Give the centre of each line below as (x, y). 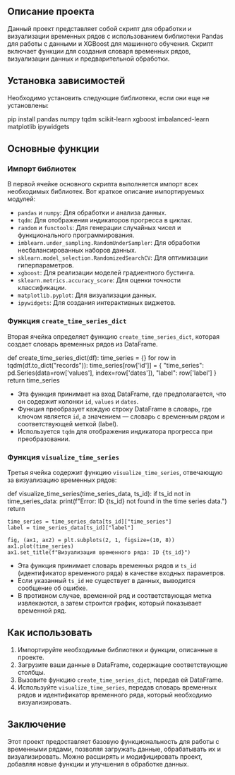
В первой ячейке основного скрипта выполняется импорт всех (103, 184)
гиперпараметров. (46, 265)
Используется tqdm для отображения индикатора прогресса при (115, 431)
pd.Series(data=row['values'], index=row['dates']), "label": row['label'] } (112, 373)
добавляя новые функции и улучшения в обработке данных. (98, 764)
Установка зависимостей (66, 81)
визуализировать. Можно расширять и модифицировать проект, (105, 756)
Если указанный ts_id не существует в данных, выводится (106, 580)
